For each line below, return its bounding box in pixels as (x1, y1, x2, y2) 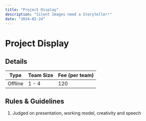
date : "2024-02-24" (5, 16, 46, 21)
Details (5, 57, 27, 66)
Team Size (28, 72, 54, 79)
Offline (7, 80, 23, 87)
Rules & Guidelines (5, 97, 65, 105)
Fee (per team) (58, 72, 94, 79)
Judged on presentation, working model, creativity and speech (12, 110, 142, 116)
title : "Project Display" (5, 7, 59, 12)
